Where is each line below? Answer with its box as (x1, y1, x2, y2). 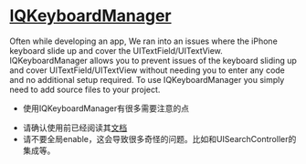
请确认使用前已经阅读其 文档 (22, 122, 128, 133)
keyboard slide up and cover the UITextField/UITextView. (9, 45, 224, 56)
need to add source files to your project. (9, 84, 161, 95)
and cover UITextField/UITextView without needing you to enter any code (9, 65, 286, 76)
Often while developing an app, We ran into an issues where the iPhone (9, 36, 279, 46)
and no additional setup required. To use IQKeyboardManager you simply (9, 74, 285, 85)
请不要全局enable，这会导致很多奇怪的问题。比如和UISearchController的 (22, 133, 297, 144)
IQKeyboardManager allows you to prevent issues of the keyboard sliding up (9, 55, 297, 66)
